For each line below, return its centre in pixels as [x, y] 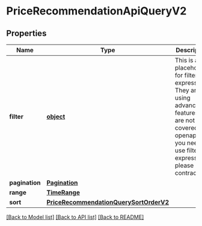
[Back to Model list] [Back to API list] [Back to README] [75, 217]
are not [185, 120]
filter [17, 117]
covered [186, 128]
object [56, 117]
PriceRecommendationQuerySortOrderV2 [108, 202]
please [184, 165]
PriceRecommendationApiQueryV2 [96, 11]
